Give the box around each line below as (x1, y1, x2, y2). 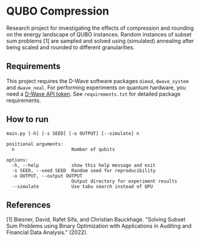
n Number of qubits (12, 146, 115, 152)
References (6, 200, 51, 210)
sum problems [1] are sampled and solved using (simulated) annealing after (6, 37, 195, 44)
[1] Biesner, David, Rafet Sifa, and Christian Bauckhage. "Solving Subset (6, 216, 186, 223)
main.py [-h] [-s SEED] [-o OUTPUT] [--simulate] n (6, 130, 139, 136)
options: (6, 156, 28, 163)
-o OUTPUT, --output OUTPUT (12, 173, 83, 179)
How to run (6, 114, 49, 125)
